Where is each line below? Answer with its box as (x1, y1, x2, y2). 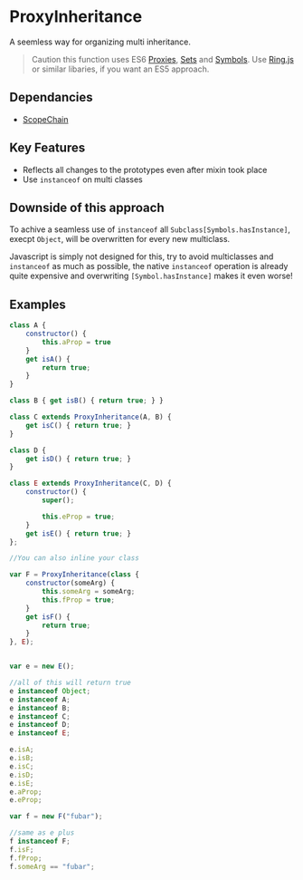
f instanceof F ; (9, 836, 71, 846)
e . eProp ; (9, 796, 43, 805)
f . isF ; (9, 845, 34, 854)
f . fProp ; (9, 854, 43, 863)
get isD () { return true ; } (25, 454, 131, 463)
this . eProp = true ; (42, 512, 116, 521)
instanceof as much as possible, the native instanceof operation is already (9, 261, 289, 272)
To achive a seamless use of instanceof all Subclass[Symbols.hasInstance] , (9, 224, 291, 235)
